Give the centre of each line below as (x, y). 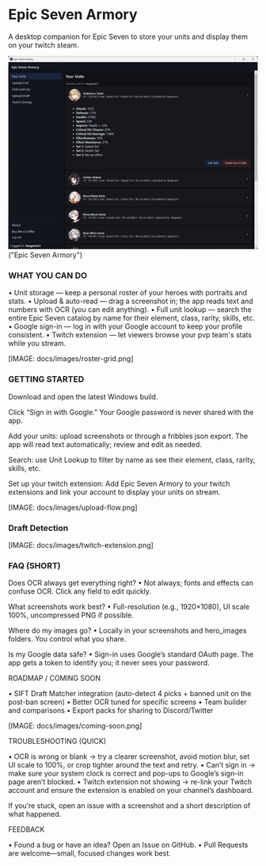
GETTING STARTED (46, 379)
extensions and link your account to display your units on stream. (114, 492)
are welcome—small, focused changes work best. (90, 853)
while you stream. (37, 344)
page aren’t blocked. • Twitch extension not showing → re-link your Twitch (130, 782)
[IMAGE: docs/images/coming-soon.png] (75, 726)
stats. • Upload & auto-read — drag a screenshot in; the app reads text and (131, 301)
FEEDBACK (27, 829)
